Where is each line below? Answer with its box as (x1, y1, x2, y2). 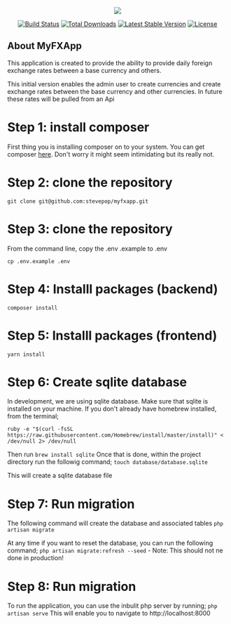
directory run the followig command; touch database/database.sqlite (7, 458, 209, 466)
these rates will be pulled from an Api (7, 95, 115, 103)
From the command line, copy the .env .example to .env (7, 244, 168, 253)
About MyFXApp (7, 40, 82, 52)
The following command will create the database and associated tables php (7, 519, 224, 528)
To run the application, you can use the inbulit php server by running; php (7, 602, 218, 610)
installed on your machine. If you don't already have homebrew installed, (7, 404, 217, 413)
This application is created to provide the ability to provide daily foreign (7, 58, 213, 67)
